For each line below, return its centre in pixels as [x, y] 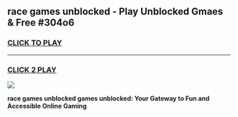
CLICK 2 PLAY [32, 69]
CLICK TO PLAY [35, 43]
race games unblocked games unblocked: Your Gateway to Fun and [109, 98]
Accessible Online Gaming [47, 106]
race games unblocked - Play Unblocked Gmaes [115, 12]
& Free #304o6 [41, 23]
